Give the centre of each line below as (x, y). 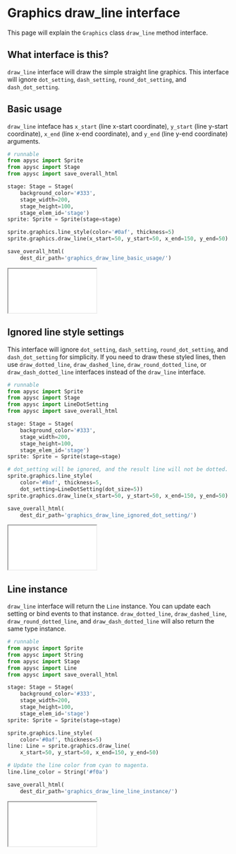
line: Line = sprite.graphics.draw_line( (69, 746)
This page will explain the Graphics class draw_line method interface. (108, 33)
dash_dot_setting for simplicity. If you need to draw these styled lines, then (117, 357)
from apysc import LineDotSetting (58, 404)
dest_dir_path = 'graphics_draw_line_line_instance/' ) (99, 791)
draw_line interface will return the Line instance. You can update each (109, 607)
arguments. (24, 141)
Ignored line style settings (66, 333)
